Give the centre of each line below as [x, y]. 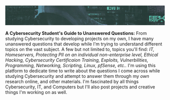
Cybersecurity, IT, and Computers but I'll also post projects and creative [80, 87]
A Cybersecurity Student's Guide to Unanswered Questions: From [76, 33]
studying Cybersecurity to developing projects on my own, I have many [79, 39]
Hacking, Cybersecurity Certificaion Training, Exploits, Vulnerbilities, [77, 60]
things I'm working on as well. [36, 92]
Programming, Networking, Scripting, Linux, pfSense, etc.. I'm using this [80, 66]
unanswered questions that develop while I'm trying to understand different [84, 44]
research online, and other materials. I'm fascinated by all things [72, 82]
